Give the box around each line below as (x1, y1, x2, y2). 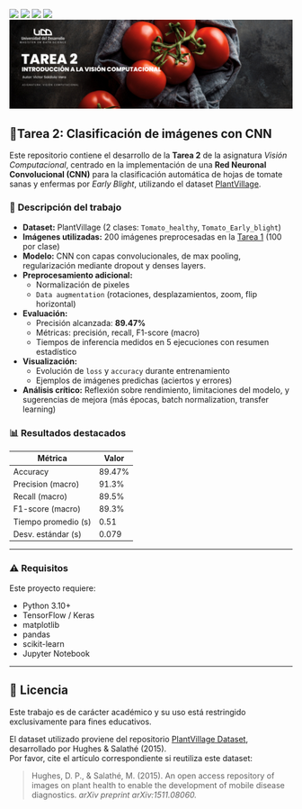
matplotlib (22, 619, 60, 630)
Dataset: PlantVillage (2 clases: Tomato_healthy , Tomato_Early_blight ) (22, 222, 281, 232)
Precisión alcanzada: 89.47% (35, 317, 147, 328)
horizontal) (35, 298, 76, 309)
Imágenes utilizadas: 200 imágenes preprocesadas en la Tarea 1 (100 (22, 231, 282, 242)
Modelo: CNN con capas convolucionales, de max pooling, (22, 250, 241, 261)
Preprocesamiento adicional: (22, 269, 133, 280)
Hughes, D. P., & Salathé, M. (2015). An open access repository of (31, 770, 275, 781)
